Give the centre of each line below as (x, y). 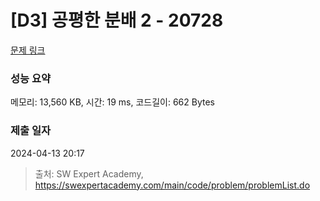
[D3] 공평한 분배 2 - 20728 (117, 20)
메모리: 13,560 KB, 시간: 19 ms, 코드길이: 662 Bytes (112, 102)
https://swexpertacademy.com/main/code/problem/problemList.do (172, 185)
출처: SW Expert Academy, (89, 173)
